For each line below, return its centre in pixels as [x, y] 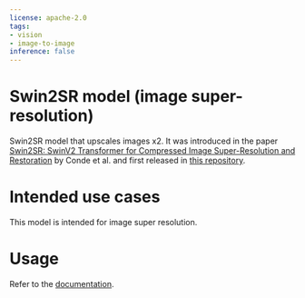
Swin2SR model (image [98, 97]
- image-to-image [42, 43]
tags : [20, 26]
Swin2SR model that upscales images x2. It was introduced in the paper [144, 141]
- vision [26, 35]
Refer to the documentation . [62, 283]
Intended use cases [85, 197]
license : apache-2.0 [49, 18]
